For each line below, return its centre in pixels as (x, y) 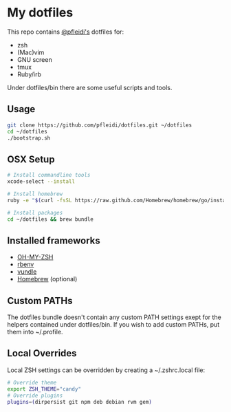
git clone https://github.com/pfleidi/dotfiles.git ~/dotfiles (100, 125)
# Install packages (35, 213)
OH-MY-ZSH (35, 257)
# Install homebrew (35, 194)
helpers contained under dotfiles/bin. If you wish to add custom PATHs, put (113, 325)
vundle (27, 272)
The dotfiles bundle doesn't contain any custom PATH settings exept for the (114, 317)
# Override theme (32, 382)
